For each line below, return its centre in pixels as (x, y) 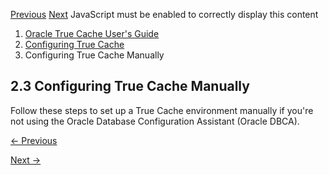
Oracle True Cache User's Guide (92, 33)
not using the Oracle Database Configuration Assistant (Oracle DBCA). (155, 121)
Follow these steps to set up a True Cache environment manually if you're (162, 110)
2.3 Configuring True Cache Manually (130, 86)
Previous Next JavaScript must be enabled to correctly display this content (164, 14)
